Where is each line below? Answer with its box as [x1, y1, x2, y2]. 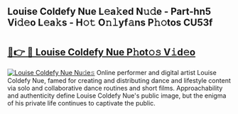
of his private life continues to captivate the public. [7, 99, 156, 107]
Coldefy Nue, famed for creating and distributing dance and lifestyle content [7, 76, 231, 84]
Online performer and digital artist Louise [96, 69, 217, 76]
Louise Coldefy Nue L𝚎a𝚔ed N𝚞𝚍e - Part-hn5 [7, 6, 212, 18]
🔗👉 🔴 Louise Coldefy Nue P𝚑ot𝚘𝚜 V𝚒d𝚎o [7, 46, 196, 58]
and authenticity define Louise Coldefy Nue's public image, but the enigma [7, 91, 227, 100]
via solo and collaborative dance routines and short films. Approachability [7, 84, 223, 92]
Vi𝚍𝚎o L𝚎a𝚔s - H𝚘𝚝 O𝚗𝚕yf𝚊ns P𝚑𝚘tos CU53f [7, 17, 213, 29]
